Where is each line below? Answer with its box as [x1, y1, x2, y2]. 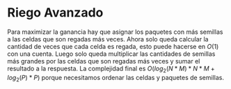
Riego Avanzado [7, 5, 104, 21]
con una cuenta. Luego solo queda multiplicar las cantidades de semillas [7, 50, 216, 58]
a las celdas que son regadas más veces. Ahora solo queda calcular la [7, 34, 209, 43]
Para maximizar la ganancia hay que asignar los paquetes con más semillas [7, 28, 223, 36]
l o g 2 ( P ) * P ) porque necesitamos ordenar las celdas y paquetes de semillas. [7, 73, 225, 83]
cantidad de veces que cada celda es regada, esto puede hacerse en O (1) [7, 42, 219, 50]
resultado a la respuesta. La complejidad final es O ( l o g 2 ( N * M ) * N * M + [7, 64, 215, 74]
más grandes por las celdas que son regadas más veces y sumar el [7, 57, 200, 65]
